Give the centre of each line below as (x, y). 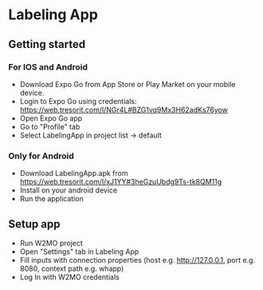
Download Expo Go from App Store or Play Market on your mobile (128, 84)
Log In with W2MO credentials (69, 276)
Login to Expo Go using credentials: (78, 101)
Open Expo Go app (51, 118)
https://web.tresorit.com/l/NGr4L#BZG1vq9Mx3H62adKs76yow (124, 109)
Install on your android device (69, 190)
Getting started (47, 44)
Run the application (51, 199)
